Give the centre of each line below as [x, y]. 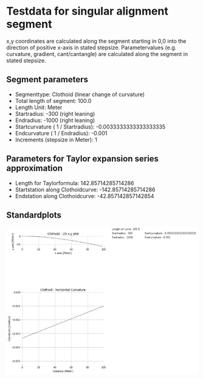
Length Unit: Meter [39, 107]
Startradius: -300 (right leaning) [55, 113]
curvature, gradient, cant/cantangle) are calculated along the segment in [97, 54]
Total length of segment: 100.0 [53, 101]
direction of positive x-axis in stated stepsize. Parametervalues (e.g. [91, 48]
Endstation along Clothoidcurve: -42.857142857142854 [84, 196]
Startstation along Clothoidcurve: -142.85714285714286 [85, 189]
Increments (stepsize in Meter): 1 [56, 140]
